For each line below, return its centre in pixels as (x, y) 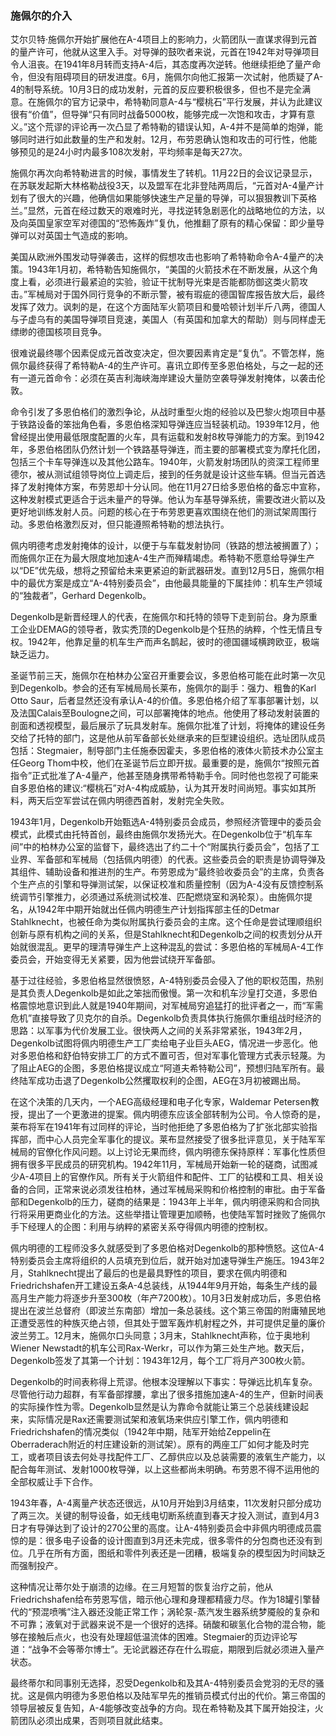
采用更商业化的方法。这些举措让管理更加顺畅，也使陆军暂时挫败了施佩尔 (176, 1214)
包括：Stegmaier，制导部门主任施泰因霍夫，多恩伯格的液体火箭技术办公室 (163, 751)
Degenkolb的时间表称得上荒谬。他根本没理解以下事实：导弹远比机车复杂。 (164, 1382)
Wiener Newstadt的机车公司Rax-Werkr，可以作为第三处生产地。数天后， (160, 1348)
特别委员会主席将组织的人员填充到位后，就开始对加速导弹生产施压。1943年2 (167, 1261)
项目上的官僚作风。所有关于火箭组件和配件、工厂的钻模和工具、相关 (174, 1177)
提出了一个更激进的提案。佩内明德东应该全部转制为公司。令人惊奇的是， (176, 1114)
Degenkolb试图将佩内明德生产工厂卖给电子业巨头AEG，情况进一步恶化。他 (164, 1043)
